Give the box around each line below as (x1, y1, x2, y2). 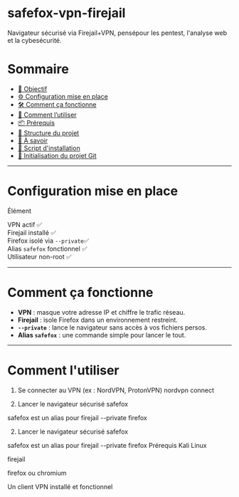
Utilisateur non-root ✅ (7, 252, 73, 261)
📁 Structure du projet (17, 128, 80, 137)
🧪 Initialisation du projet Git (17, 151, 97, 159)
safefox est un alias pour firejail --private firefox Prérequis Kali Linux (7, 441, 208, 449)
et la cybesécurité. (7, 36, 62, 44)
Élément (7, 206, 32, 215)
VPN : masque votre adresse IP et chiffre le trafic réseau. (17, 308, 186, 316)
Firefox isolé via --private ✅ (7, 236, 90, 245)
